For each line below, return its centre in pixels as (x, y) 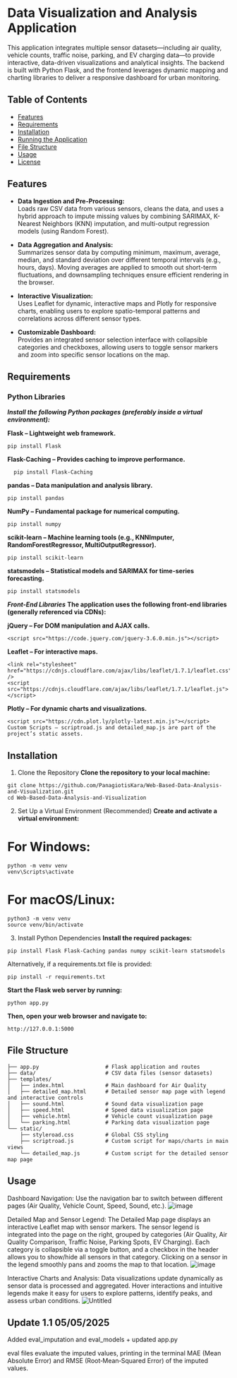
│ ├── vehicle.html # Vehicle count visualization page (110, 1116)
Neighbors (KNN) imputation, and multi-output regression (126, 223)
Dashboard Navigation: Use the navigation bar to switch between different (115, 1198)
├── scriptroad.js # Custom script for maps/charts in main (124, 1141)
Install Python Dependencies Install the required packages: (105, 937)
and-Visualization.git (41, 792)
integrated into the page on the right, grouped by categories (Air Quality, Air (117, 1234)
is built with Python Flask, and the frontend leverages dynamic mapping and (118, 70)
